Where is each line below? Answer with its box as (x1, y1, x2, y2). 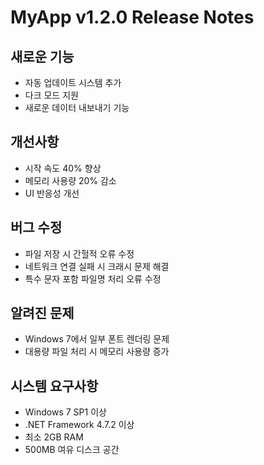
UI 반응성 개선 (24, 187, 80, 199)
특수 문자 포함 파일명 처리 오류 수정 (24, 272, 162, 285)
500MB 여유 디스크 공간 (24, 444, 120, 456)
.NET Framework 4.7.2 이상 (24, 419, 135, 431)
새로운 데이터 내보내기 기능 (24, 102, 130, 113)
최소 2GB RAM (24, 431, 84, 443)
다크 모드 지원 (24, 89, 79, 101)
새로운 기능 (10, 48, 75, 65)
